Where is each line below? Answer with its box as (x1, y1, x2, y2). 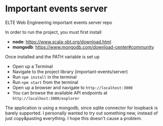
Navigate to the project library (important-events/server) (12, 68, 128, 75)
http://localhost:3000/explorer (12, 96, 80, 101)
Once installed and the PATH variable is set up (5, 53, 100, 60)
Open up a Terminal (12, 63, 53, 69)
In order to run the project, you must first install (5, 29, 102, 35)
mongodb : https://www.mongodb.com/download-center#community (12, 44, 154, 50)
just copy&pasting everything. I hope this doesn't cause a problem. (5, 115, 143, 121)
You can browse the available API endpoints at (12, 90, 108, 96)
